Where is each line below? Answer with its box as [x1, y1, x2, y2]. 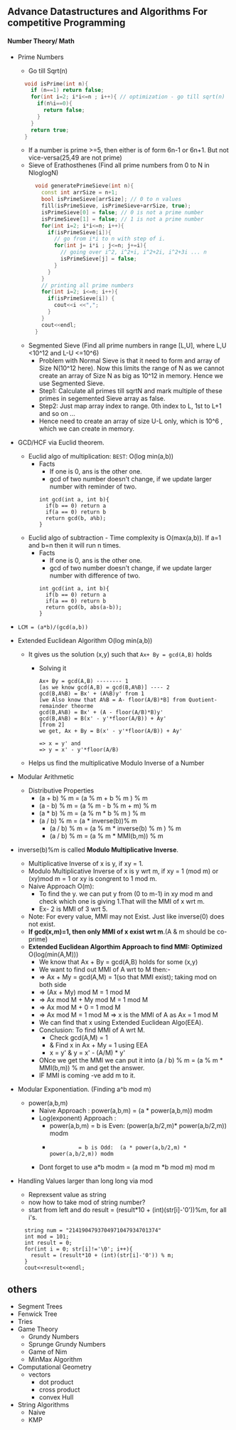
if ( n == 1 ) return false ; [31, 87, 104, 94]
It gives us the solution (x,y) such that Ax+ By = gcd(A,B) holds [28, 649, 213, 658]
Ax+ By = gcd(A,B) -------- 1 [38, 677, 129, 684]
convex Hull [38, 1393, 74, 1402]
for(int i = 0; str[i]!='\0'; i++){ [24, 1246, 133, 1253]
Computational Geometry [17, 1363, 92, 1372]
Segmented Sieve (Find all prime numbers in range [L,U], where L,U [28, 341, 227, 350]
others [7, 1283, 38, 1295]
